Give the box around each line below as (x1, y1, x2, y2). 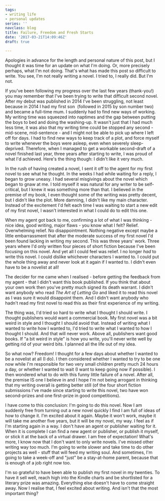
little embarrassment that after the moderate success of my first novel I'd (5, 232, 154, 238)
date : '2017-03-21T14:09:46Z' (5, 35, 67, 40)
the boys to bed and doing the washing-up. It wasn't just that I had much (5, 119, 153, 125)
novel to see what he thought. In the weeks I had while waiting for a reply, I (5, 171, 157, 177)
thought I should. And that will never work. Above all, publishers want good (5, 330, 158, 336)
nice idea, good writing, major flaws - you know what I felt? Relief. (5, 222, 139, 228)
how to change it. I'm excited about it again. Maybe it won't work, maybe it (5, 413, 156, 419)
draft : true (5, 39, 30, 44)
